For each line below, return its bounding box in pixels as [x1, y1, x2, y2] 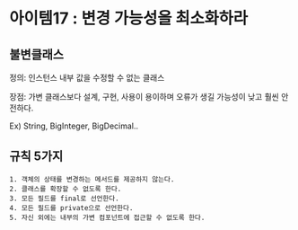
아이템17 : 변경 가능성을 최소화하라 [9, 8, 249, 29]
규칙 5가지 [9, 149, 64, 164]
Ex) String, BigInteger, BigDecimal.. [9, 120, 139, 131]
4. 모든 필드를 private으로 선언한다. [9, 203, 134, 212]
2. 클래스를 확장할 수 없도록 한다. [9, 184, 122, 193]
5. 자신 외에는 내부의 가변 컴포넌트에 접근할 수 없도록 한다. [9, 213, 206, 222]
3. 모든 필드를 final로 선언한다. [9, 194, 119, 203]
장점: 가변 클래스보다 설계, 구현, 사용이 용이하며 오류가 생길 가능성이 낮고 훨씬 [9, 92, 280, 102]
